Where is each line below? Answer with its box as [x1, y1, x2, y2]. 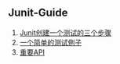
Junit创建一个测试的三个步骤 [19, 27, 112, 37]
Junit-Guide [8, 6, 68, 20]
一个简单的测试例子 [19, 37, 82, 47]
